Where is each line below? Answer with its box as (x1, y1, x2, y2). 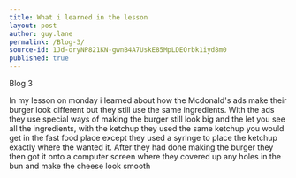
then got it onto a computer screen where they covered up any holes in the (9, 152, 282, 161)
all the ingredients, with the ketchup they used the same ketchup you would (9, 123, 285, 133)
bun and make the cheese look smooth (9, 160, 151, 171)
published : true (9, 54, 69, 63)
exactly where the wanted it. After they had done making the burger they (9, 142, 274, 152)
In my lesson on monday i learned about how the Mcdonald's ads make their (9, 95, 287, 106)
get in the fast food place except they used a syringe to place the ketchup (9, 133, 278, 143)
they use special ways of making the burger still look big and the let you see (9, 114, 285, 124)
